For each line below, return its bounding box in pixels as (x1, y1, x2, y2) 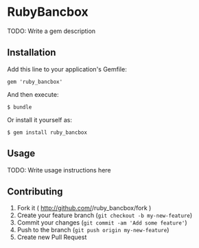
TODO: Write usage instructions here (7, 166, 111, 174)
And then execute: (7, 90, 59, 98)
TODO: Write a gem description (7, 27, 96, 35)
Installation (7, 47, 56, 58)
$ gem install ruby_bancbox (7, 128, 88, 136)
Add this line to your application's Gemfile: (7, 65, 127, 73)
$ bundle (7, 104, 32, 111)
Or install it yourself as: (7, 115, 72, 124)
